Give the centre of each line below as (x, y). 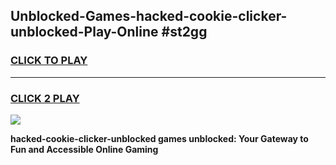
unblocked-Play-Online (84, 32)
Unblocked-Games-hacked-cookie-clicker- (149, 16)
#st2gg (184, 32)
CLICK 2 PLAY (45, 98)
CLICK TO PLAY (49, 61)
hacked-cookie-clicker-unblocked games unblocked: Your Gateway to (159, 138)
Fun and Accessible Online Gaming (84, 149)
